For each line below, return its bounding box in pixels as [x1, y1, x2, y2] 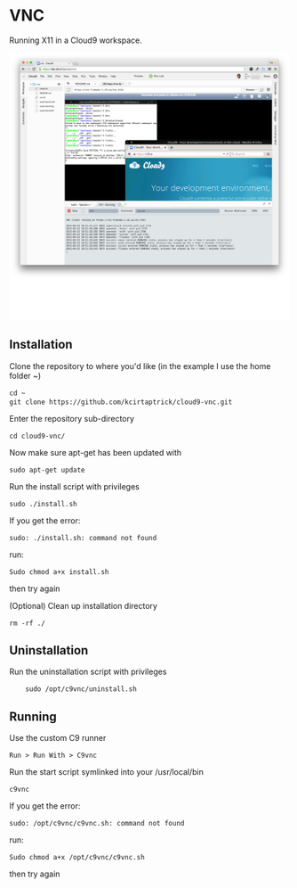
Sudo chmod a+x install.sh [9, 567, 109, 576]
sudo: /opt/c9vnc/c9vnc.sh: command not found [9, 819, 185, 828]
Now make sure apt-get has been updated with [9, 447, 182, 457]
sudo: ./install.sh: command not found [9, 533, 157, 542]
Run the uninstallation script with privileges [9, 666, 167, 678]
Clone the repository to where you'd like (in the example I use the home [9, 360, 271, 371]
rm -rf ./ [9, 619, 46, 628]
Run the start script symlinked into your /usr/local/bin [9, 767, 205, 777]
